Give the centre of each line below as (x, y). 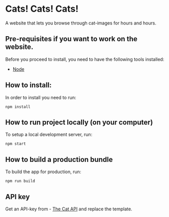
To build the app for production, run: (43, 172)
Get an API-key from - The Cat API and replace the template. (69, 209)
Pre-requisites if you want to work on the (71, 39)
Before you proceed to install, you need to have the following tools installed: (85, 59)
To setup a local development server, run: (49, 134)
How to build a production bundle (59, 159)
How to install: (29, 85)
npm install (18, 107)
